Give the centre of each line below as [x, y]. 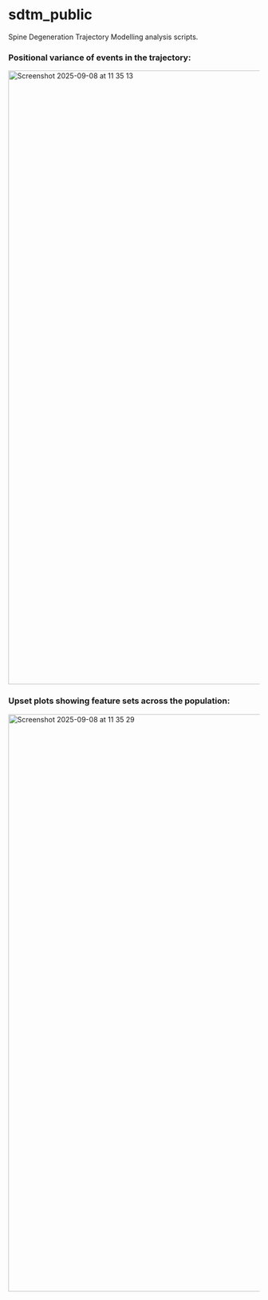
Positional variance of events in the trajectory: [100, 58]
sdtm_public [51, 15]
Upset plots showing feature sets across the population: [119, 701]
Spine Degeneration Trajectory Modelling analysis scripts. [103, 37]
